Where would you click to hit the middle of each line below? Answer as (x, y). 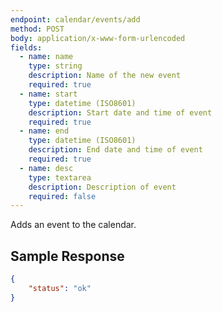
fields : (26, 47)
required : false (62, 196)
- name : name (46, 57)
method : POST (37, 29)
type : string (55, 66)
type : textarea (60, 177)
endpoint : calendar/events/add (75, 19)
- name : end (44, 131)
